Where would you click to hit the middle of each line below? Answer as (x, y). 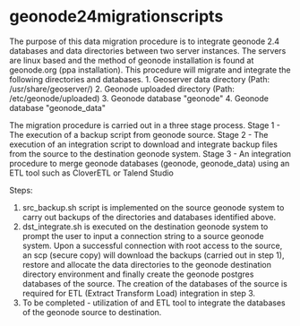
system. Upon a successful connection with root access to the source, (152, 245)
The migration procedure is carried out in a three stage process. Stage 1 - (145, 125)
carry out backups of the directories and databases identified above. (149, 217)
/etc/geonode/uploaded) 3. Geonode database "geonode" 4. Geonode (139, 98)
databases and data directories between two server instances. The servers (148, 50)
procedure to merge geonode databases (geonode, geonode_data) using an (150, 163)
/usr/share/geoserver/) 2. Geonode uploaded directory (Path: (122, 89)
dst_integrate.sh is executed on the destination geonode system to (145, 227)
